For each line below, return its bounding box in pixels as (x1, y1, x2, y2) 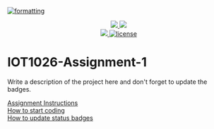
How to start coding (7, 106, 65, 114)
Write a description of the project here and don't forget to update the (7, 78, 208, 86)
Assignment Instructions (7, 99, 78, 107)
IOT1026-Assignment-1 (7, 54, 147, 70)
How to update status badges (7, 113, 93, 122)
